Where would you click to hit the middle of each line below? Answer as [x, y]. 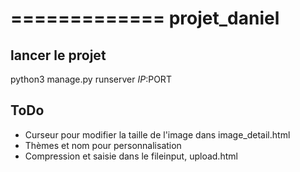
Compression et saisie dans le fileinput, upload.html [131, 156]
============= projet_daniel [145, 18]
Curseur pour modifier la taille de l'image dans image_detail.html [157, 134]
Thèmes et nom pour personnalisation [103, 145]
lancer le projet [58, 55]
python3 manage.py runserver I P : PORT [91, 79]
